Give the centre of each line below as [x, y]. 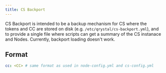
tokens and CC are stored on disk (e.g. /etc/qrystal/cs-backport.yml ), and [82, 29]
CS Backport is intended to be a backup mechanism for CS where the [76, 24]
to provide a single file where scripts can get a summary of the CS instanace [83, 34]
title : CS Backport [25, 10]
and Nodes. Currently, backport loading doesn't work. [60, 39]
